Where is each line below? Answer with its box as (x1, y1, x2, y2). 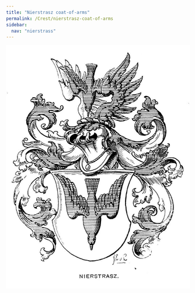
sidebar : (6, 22, 27, 27)
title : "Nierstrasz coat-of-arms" (6, 9, 90, 15)
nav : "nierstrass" (11, 28, 57, 34)
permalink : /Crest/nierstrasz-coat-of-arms (6, 15, 114, 22)
